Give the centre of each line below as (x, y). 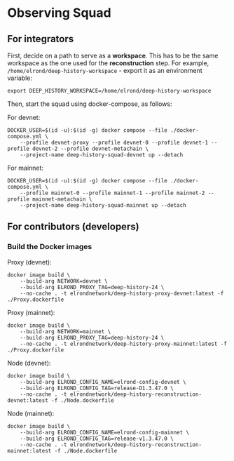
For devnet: (24, 118)
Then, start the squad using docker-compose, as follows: (90, 104)
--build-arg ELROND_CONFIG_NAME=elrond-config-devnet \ (103, 382)
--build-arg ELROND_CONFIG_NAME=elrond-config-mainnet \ (105, 432)
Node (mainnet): (31, 413)
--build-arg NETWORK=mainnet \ (66, 331)
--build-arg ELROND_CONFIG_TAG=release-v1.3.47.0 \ (97, 439)
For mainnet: (26, 168)
